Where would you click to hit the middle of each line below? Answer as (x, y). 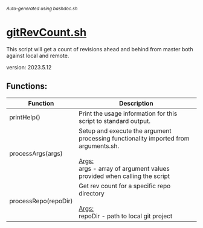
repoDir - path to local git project (125, 216)
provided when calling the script (124, 176)
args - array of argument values (124, 168)
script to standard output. (114, 121)
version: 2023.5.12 (29, 67)
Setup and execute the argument (125, 131)
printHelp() (25, 117)
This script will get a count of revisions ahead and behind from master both (100, 49)
